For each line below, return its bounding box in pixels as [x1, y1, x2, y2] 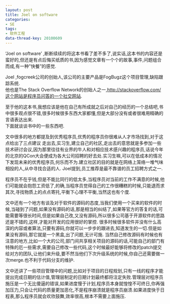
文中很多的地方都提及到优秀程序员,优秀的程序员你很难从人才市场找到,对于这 [5, 133, 164, 140]
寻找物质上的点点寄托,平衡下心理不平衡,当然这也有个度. [15, 189, 131, 195]
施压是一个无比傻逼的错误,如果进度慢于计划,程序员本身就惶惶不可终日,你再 [5, 280, 161, 286]
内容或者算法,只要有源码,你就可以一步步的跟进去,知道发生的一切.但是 [14, 225, 157, 231]
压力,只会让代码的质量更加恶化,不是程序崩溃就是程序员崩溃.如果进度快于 [9, 287, 161, 293]
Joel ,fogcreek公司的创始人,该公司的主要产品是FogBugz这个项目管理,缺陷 [5, 74, 159, 80]
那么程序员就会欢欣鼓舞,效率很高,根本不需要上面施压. [15, 293, 126, 299]
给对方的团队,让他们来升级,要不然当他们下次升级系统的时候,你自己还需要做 [5, 250, 161, 257]
